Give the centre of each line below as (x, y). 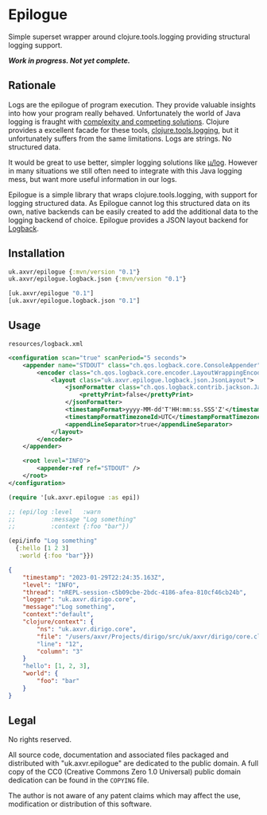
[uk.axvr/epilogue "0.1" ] (51, 293)
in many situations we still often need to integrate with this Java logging (125, 171)
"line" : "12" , (60, 644)
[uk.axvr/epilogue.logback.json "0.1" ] (74, 301)
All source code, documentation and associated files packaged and (118, 755)
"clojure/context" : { (58, 622)
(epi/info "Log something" (53, 541)
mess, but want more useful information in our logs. (93, 179)
